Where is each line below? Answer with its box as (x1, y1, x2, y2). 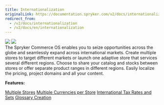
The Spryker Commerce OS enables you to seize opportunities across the (5, 44, 153, 50)
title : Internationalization (5, 7, 64, 12)
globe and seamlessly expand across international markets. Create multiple (5, 50, 156, 56)
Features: (5, 80, 25, 86)
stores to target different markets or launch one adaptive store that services (5, 55, 158, 61)
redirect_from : (5, 16, 36, 21)
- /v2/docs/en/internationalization (9, 25, 84, 30)
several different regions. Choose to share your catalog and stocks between (5, 60, 158, 66)
